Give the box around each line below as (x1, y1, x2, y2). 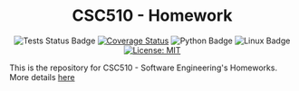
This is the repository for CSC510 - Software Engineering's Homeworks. (9, 62, 278, 73)
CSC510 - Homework (72, 5, 233, 26)
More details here (9, 71, 75, 82)
